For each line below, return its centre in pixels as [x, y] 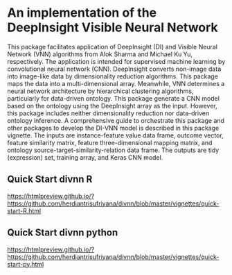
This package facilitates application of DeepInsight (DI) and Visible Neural [113, 47]
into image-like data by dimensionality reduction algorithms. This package [113, 76]
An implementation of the [82, 13]
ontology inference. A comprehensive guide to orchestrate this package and [116, 120]
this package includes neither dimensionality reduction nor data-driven [108, 113]
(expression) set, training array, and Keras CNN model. [85, 157]
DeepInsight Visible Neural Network [113, 27]
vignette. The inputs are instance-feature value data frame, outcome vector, [115, 135]
